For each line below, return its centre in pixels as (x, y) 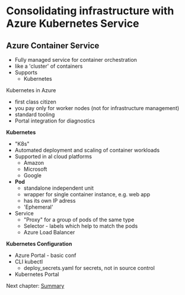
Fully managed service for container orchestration (76, 60)
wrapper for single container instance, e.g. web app (87, 194)
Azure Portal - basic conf (45, 255)
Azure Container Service (53, 45)
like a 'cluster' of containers (49, 66)
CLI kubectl (29, 262)
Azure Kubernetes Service (73, 23)
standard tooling (35, 114)
